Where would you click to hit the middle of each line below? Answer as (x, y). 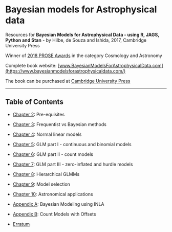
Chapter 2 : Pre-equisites (39, 114)
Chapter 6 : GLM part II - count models (53, 154)
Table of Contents (35, 102)
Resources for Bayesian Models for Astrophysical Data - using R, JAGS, (82, 34)
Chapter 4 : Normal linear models (47, 134)
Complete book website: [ (33, 65)
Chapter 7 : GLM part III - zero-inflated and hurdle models (73, 164)
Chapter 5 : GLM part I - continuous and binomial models (72, 144)
